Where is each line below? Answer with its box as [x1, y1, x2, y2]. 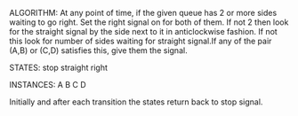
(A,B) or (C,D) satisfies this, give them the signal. [9, 45, 189, 56]
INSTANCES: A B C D [9, 80, 86, 89]
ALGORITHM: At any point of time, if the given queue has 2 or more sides [9, 8, 278, 18]
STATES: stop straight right [9, 62, 109, 73]
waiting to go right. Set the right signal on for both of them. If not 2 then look [9, 17, 289, 27]
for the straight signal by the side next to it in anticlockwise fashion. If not [9, 27, 278, 36]
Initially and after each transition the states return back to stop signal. [9, 97, 263, 107]
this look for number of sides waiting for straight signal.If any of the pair [9, 35, 272, 46]
